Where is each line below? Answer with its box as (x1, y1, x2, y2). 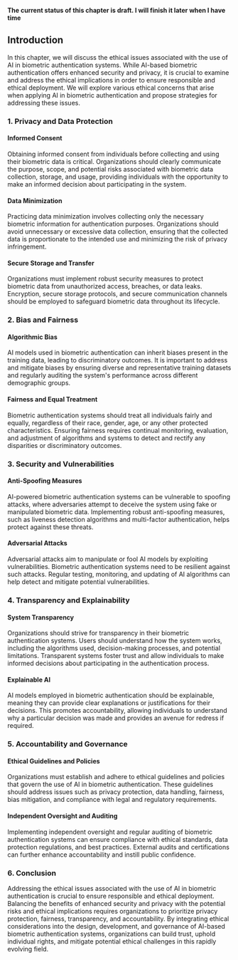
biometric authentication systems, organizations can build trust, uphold (7, 929, 215, 938)
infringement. (7, 242, 47, 251)
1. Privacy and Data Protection (7, 116, 114, 126)
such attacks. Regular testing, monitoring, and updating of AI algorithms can (7, 570, 231, 578)
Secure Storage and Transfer (7, 259, 94, 267)
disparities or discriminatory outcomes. (7, 441, 122, 449)
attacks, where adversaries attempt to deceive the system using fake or (7, 500, 217, 508)
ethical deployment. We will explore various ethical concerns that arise (7, 83, 215, 92)
